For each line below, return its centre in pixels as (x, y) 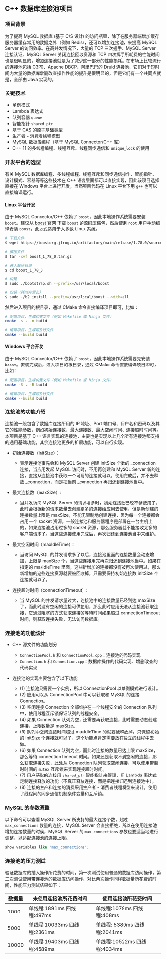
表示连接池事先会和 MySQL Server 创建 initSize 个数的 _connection (87, 463)
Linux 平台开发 (20, 205)
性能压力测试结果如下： (38, 885)
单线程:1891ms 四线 (52, 908)
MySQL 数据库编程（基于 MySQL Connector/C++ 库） (67, 142)
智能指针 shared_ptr (33, 123)
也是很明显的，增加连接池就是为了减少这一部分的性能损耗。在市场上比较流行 (83, 60)
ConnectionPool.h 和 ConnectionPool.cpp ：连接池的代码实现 (80, 655)
